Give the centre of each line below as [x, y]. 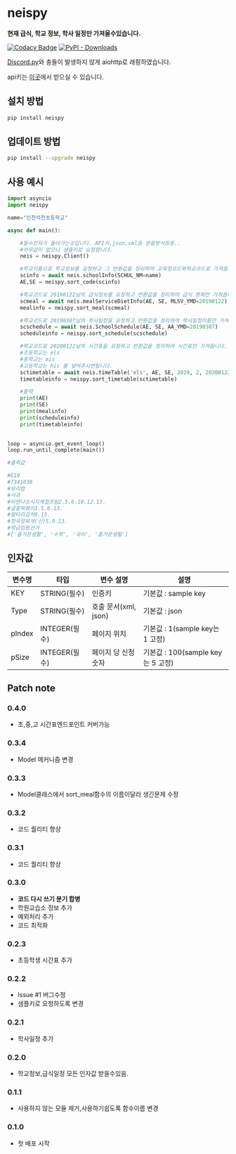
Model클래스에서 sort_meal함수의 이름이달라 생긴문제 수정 [98, 794]
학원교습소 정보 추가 [45, 907]
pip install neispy [36, 118]
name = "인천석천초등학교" [38, 217]
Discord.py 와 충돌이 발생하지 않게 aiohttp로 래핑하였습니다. [89, 62]
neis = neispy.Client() [55, 256]
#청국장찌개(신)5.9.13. [38, 521]
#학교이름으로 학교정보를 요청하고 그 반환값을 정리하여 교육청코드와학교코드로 [115, 269]
